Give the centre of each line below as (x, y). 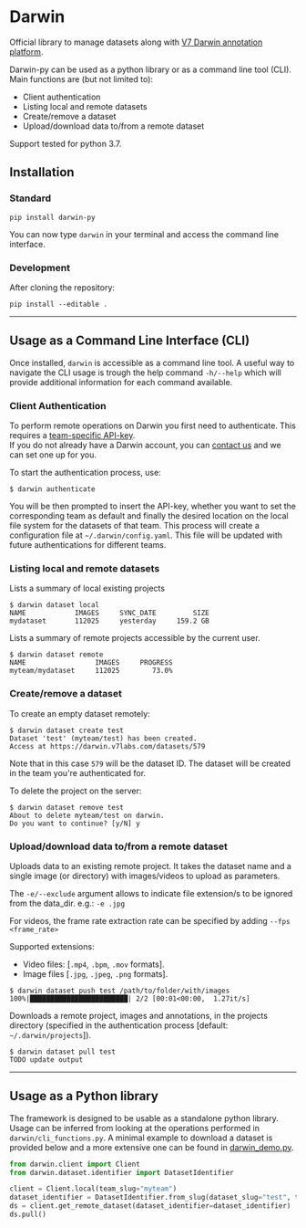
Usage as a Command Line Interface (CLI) (130, 341)
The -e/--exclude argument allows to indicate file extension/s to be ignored (151, 893)
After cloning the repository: (62, 287)
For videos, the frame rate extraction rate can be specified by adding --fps (150, 920)
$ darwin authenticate (52, 489)
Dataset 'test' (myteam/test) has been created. (103, 738)
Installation (42, 172)
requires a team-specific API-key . (72, 436)
